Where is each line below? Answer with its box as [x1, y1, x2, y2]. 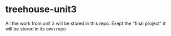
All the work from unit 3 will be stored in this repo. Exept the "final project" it [5, 20, 166, 26]
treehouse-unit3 [5, 4, 77, 15]
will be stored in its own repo [5, 25, 66, 31]
